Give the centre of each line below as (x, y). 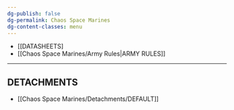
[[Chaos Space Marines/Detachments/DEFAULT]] (88, 99)
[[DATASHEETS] (40, 47)
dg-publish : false (34, 14)
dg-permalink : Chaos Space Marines (59, 20)
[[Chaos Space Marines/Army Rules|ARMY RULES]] (91, 54)
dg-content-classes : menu (45, 26)
